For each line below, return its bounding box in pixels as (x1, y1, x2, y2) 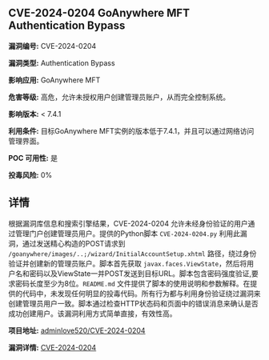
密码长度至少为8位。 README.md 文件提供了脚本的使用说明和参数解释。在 (14, 278, 251, 288)
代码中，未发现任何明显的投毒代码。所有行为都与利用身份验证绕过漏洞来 (22, 288, 261, 298)
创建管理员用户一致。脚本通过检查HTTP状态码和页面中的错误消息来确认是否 (8, 298, 259, 308)
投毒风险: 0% (8, 170, 53, 179)
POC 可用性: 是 (8, 153, 58, 162)
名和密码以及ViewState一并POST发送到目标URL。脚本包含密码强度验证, (14, 268, 252, 278)
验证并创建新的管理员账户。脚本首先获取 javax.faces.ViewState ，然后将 (8, 258, 247, 268)
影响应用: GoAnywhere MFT (8, 75, 101, 85)
